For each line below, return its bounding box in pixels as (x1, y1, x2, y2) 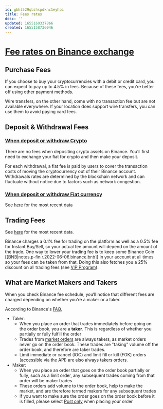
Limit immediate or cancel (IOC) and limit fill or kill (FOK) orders (19, 351, 146, 357)
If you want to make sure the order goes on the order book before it (19, 393, 155, 399)
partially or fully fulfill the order (19, 331, 82, 337)
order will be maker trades (19, 377, 72, 383)
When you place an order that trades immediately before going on (19, 320, 152, 327)
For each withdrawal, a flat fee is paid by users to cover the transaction (5, 163, 147, 169)
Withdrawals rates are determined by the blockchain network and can (5, 174, 145, 179)
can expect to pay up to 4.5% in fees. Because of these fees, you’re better (5, 84, 154, 90)
